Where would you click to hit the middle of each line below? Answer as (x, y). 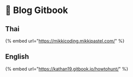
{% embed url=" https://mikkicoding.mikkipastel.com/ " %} (65, 41)
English (17, 57)
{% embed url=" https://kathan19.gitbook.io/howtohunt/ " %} (67, 69)
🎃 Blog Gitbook (37, 10)
